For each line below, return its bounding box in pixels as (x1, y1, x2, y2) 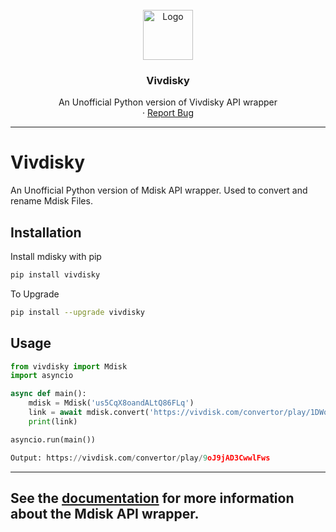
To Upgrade (10, 288, 60, 300)
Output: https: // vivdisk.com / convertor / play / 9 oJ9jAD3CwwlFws (10, 453, 271, 463)
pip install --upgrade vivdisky (10, 307, 145, 317)
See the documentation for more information (10, 490, 295, 507)
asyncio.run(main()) (10, 434, 97, 445)
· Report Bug (142, 107, 194, 119)
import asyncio (10, 371, 74, 381)
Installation (10, 224, 82, 241)
